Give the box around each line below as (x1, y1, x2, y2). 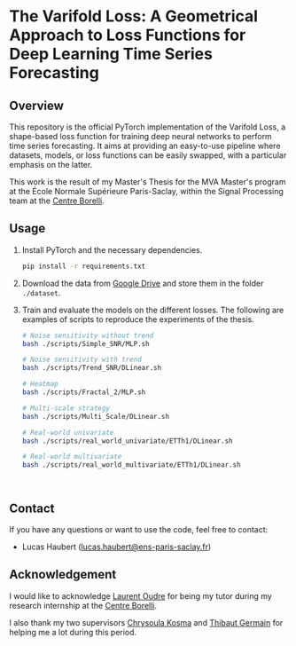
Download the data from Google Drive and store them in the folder (21, 278, 264, 288)
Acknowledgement (9, 567, 117, 582)
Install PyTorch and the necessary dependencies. (21, 244, 203, 255)
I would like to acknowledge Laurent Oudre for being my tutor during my (9, 590, 272, 601)
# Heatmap (21, 380, 59, 389)
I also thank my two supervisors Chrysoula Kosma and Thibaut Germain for (9, 617, 284, 627)
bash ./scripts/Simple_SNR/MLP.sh (21, 339, 150, 348)
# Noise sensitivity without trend (21, 331, 154, 340)
